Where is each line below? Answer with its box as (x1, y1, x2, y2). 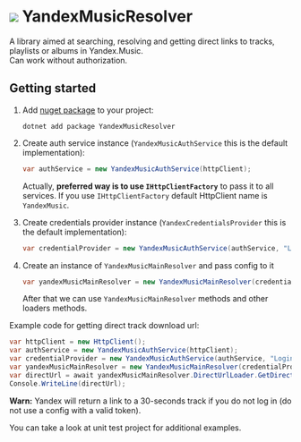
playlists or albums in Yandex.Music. (9, 45, 143, 55)
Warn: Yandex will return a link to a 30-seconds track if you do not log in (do (9, 395, 292, 406)
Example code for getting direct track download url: (9, 320, 200, 331)
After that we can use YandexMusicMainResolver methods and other (21, 293, 269, 304)
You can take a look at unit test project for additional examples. (9, 422, 242, 433)
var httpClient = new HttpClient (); (9, 337, 146, 346)
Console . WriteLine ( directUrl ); (9, 378, 126, 388)
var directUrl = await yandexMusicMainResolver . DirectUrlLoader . (9, 370, 258, 379)
